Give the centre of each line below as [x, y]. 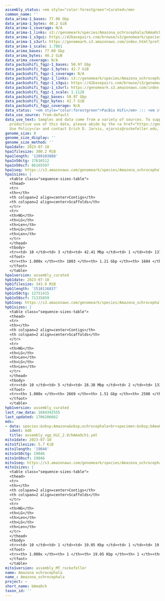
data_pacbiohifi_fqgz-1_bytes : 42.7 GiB [47, 69]
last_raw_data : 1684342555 [33, 412]
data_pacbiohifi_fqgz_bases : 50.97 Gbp [46, 96]
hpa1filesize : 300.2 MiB [30, 152]
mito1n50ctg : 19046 [25, 453]
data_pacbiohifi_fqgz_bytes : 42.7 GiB [45, 101]
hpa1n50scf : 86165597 [27, 165]
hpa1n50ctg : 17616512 [27, 160]
